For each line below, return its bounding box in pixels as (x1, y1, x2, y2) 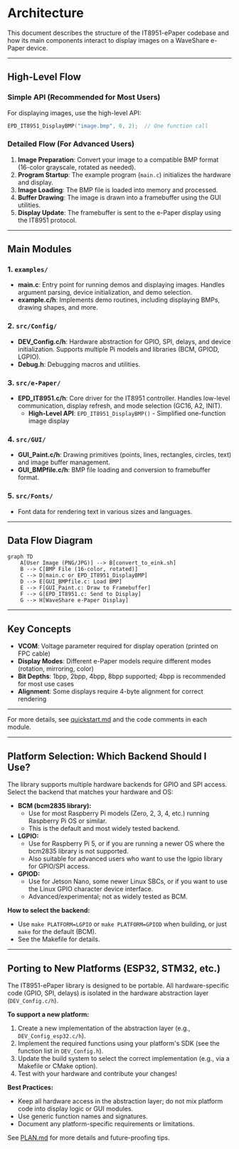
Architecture (7, 5, 84, 21)
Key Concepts (7, 623, 71, 635)
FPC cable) (17, 649, 51, 658)
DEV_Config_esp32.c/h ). (17, 1031, 87, 1040)
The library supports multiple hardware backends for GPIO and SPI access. (7, 780, 228, 789)
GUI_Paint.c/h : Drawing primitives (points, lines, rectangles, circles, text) (17, 451, 232, 459)
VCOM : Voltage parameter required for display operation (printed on (17, 642, 218, 651)
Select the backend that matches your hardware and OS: (7, 788, 174, 797)
